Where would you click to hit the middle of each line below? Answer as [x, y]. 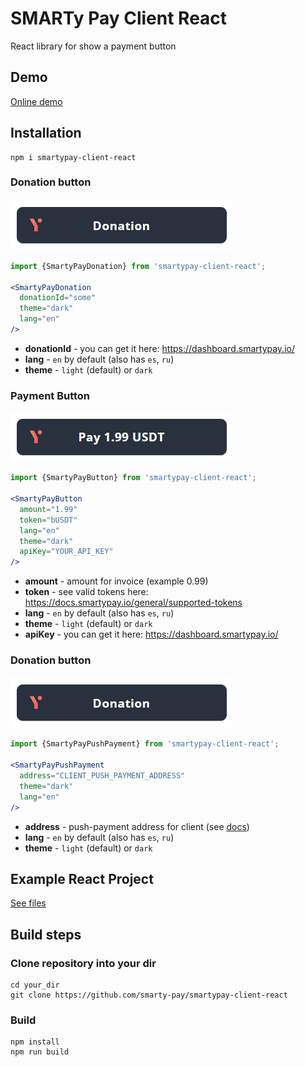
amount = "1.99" [48, 509]
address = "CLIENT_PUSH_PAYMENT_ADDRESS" [102, 776]
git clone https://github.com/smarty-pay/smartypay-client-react [149, 995]
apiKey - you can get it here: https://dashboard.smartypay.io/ [151, 634]
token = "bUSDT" [48, 520]
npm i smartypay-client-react [73, 157]
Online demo [36, 101]
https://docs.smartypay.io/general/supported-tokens [133, 603]
